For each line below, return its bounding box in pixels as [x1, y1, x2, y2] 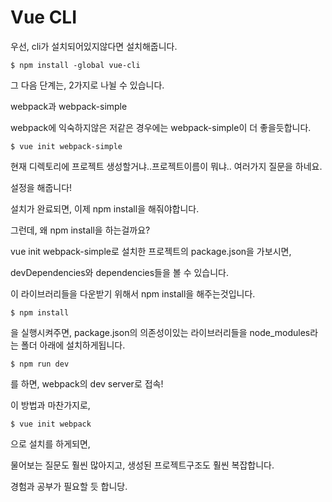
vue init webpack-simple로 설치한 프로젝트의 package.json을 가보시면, [10, 245, 292, 257]
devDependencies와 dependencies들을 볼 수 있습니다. [10, 266, 230, 278]
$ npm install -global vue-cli [10, 60, 141, 70]
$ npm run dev [10, 359, 70, 369]
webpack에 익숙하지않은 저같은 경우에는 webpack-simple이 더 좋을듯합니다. [10, 121, 312, 133]
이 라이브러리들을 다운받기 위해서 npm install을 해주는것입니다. [10, 287, 256, 300]
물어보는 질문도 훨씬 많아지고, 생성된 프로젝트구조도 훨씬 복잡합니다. [10, 459, 275, 471]
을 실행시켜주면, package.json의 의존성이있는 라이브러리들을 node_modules [10, 326, 311, 338]
